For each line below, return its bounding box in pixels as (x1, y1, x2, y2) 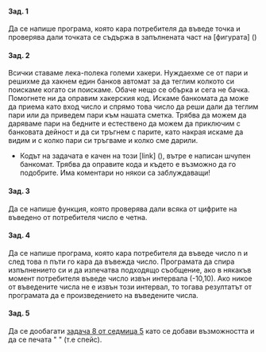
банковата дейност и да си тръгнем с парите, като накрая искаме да (8, 127, 244, 137)
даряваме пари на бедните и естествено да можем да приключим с (8, 119, 241, 129)
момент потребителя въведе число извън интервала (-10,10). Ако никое (8, 273, 253, 283)
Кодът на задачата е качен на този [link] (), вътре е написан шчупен (19, 151, 251, 161)
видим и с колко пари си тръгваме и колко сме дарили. (8, 136, 199, 145)
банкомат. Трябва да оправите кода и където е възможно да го (19, 160, 237, 169)
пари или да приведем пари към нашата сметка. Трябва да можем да (8, 110, 247, 120)
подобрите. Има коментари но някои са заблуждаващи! (19, 168, 210, 178)
